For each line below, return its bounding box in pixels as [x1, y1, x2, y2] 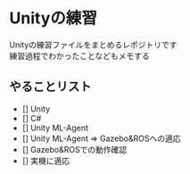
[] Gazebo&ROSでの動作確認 [21, 144, 128, 154]
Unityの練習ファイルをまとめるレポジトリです [9, 39, 178, 50]
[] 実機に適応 [21, 155, 70, 166]
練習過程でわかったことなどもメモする [9, 50, 150, 61]
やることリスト [9, 79, 92, 95]
